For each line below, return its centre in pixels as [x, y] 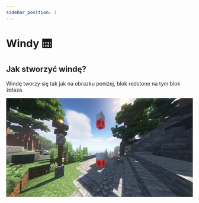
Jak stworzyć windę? [46, 69]
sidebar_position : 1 [32, 12]
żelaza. [15, 90]
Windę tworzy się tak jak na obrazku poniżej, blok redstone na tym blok [93, 83]
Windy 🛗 [29, 43]
